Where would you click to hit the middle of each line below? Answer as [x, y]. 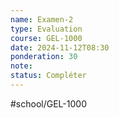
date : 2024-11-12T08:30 [60, 47]
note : [21, 66]
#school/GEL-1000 [48, 103]
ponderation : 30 [44, 57]
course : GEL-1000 [46, 38]
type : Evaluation [46, 29]
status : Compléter [48, 76]
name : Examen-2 [42, 19]
